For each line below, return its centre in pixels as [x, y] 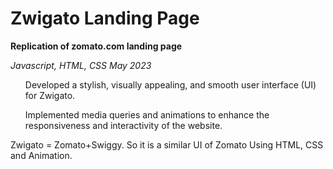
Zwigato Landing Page [105, 18]
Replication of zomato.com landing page [96, 46]
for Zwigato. [50, 95]
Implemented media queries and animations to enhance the [147, 114]
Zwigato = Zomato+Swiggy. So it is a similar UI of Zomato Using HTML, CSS [167, 144]
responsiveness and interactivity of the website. [123, 125]
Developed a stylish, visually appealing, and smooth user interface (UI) [170, 84]
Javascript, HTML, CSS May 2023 [81, 65]
